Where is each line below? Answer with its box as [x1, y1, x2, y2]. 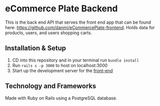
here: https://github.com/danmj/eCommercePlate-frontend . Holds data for [5, 24, 155, 30]
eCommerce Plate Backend [5, 3, 118, 14]
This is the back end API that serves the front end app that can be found [5, 19, 151, 25]
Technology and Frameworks [5, 82, 97, 90]
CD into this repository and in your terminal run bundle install [12, 57, 139, 63]
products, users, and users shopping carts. [5, 30, 92, 35]
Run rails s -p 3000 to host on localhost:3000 [12, 62, 108, 68]
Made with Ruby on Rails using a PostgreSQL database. [5, 95, 117, 101]
